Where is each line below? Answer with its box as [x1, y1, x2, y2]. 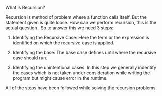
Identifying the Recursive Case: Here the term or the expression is [12, 35, 149, 40]
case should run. [12, 55, 48, 61]
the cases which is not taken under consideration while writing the [12, 70, 150, 76]
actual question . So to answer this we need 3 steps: [5, 25, 114, 31]
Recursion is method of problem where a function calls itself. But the [5, 14, 147, 20]
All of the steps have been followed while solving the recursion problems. [5, 85, 157, 91]
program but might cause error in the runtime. [12, 75, 108, 81]
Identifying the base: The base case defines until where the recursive [12, 50, 156, 55]
